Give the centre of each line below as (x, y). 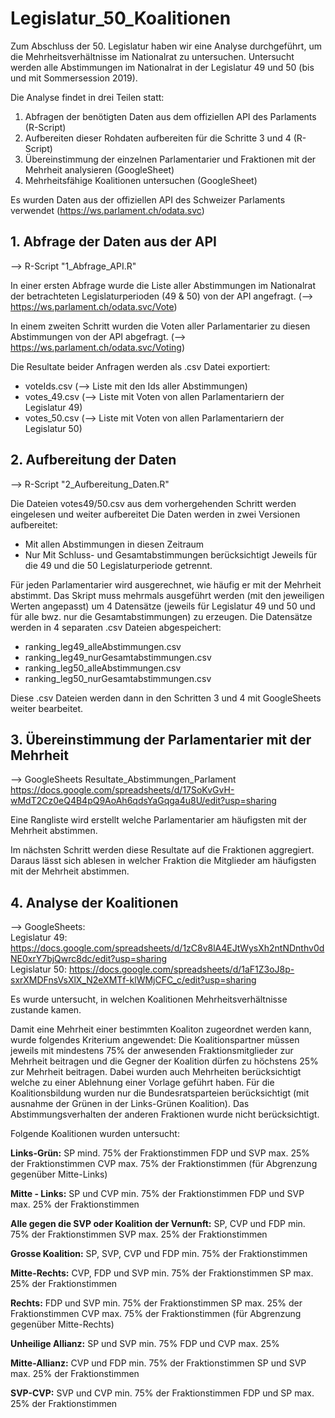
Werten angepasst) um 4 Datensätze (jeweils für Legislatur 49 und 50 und (163, 606)
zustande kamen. (46, 1010)
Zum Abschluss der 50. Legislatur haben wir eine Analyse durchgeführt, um (166, 46)
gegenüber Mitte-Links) (59, 1174)
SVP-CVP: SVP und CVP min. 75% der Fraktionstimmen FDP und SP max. (162, 1393)
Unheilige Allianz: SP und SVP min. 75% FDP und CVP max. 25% (145, 1344)
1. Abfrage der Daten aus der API (114, 242)
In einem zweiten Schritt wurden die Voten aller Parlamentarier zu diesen (160, 326)
